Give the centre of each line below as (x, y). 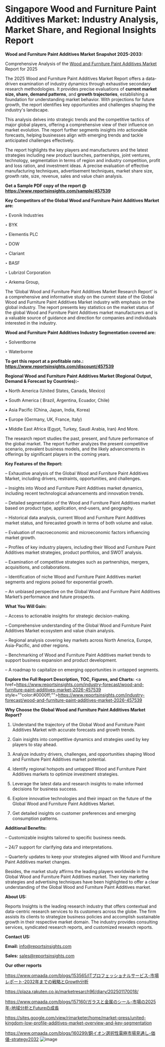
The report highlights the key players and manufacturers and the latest (77, 150)
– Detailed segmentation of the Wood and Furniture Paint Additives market (80, 503)
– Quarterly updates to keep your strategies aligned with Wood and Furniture (83, 856)
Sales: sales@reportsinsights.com (40, 956)
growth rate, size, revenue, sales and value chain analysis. (64, 176)
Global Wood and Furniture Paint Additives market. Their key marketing (77, 877)
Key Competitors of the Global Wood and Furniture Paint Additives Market (82, 200)
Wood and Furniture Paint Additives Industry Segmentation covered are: (81, 332)
